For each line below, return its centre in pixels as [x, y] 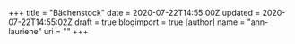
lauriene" [25, 31]
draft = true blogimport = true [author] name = [160, 22]
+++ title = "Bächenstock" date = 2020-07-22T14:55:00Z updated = [134, 13]
